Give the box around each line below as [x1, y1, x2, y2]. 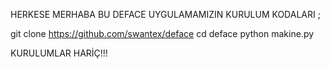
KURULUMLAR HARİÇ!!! [10, 47, 108, 59]
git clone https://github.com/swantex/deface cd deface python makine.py [10, 28, 315, 39]
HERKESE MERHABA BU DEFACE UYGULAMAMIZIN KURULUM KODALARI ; [10, 9, 321, 20]
